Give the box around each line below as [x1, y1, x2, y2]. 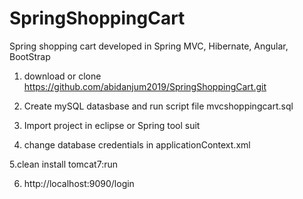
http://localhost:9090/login [23, 177, 135, 189]
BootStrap [9, 50, 51, 62]
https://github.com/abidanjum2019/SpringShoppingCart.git [23, 80, 267, 92]
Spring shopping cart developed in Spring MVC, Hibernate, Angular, [9, 40, 289, 52]
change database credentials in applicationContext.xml [23, 138, 251, 151]
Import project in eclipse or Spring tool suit [23, 119, 201, 131]
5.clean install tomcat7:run [9, 158, 118, 170]
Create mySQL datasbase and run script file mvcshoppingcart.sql [23, 100, 294, 112]
